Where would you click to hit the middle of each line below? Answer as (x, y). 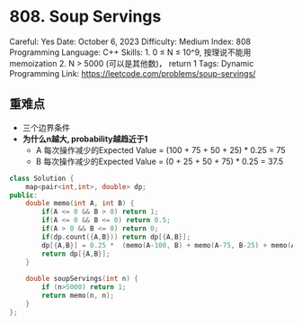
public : (24, 195)
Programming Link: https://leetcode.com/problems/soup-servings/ (133, 73)
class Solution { (42, 178)
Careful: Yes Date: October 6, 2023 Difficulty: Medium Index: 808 (130, 41)
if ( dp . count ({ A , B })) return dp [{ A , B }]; (116, 237)
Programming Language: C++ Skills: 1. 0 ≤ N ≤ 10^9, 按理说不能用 (130, 52)
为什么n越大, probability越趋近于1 (85, 139)
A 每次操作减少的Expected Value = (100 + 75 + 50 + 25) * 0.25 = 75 (160, 149)
